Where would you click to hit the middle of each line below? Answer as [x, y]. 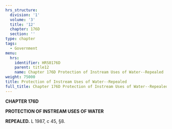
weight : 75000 [20, 77]
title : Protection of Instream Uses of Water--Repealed [66, 82]
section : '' [23, 34]
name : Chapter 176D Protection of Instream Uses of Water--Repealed [89, 72]
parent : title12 [32, 67]
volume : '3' [23, 20]
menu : [11, 53]
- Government [24, 48]
